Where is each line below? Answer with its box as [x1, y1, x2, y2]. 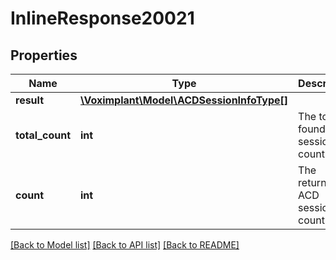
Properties [10, 47, 78, 64]
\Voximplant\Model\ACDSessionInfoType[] [80, 93, 289, 107]
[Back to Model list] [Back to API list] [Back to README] [10, 239, 240, 251]
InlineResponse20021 [10, 7, 195, 30]
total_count [15, 128, 71, 142]
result [15, 93, 45, 107]
